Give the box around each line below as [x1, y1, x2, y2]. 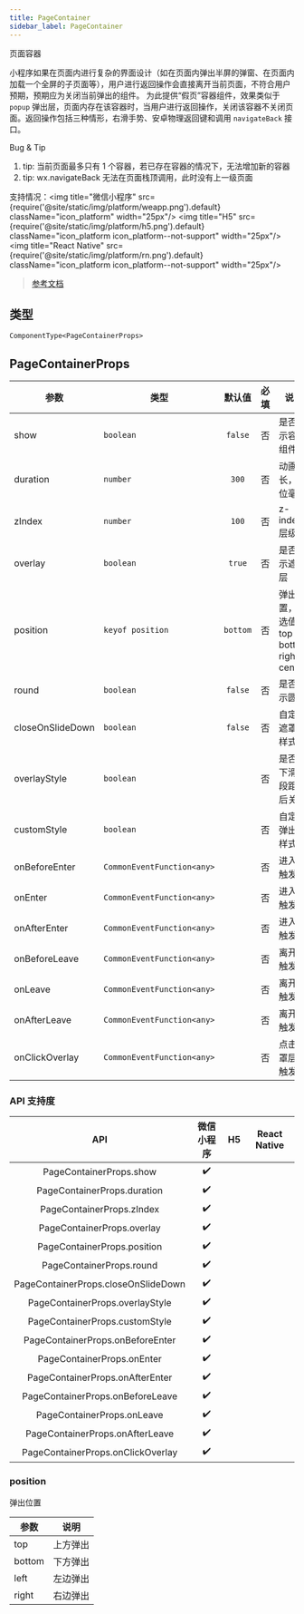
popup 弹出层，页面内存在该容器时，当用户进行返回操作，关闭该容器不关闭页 [9, 101, 294, 112]
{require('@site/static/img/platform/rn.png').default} [9, 249, 204, 260]
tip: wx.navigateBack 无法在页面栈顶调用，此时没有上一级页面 [22, 171, 253, 182]
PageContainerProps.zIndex [40, 1202, 160, 1215]
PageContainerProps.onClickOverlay [22, 1445, 178, 1458]
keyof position [103, 625, 169, 636]
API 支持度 [9, 1094, 56, 1107]
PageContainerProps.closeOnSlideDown [14, 1278, 186, 1290]
